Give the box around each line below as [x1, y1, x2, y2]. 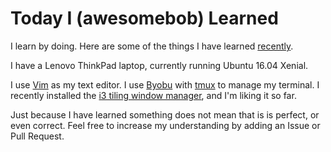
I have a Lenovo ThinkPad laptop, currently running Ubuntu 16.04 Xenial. [10, 59, 309, 71]
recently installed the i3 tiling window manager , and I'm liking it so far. [10, 89, 297, 101]
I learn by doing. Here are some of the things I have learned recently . [10, 40, 294, 52]
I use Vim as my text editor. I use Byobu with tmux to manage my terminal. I [10, 78, 320, 91]
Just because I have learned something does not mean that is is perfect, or [10, 108, 320, 121]
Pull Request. [10, 130, 65, 142]
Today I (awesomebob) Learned [10, 7, 279, 30]
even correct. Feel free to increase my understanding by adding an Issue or [10, 119, 321, 131]
